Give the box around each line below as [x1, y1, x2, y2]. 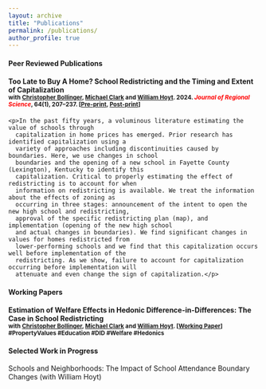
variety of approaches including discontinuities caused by [15, 145, 219, 153]
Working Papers [8, 287, 63, 297]
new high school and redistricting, [8, 208, 130, 216]
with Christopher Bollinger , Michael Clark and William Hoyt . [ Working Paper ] [8, 322, 223, 331]
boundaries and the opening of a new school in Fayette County [15, 159, 229, 167]
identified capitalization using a [8, 138, 127, 146]
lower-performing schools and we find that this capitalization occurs [15, 242, 259, 251]
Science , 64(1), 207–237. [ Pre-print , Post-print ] [8, 100, 141, 108]
